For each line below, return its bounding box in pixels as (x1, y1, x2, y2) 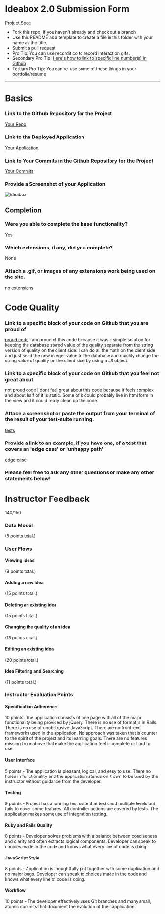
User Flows (5, 545, 33, 552)
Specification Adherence (5, 703, 57, 709)
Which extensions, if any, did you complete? (5, 244, 113, 251)
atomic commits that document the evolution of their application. (5, 904, 136, 910)
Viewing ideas (5, 557, 35, 563)
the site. (5, 274, 26, 280)
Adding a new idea (5, 580, 44, 585)
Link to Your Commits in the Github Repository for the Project (5, 157, 154, 164)
